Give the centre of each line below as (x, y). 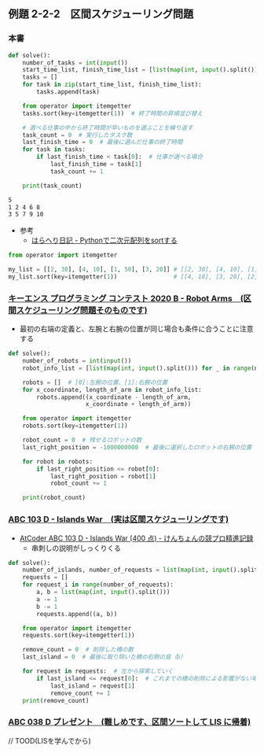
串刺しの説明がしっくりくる (76, 548)
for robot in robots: (57, 461)
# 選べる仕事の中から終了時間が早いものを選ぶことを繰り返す (108, 127)
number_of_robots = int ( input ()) (77, 361)
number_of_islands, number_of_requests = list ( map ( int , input (126, 570)
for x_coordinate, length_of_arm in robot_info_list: (112, 389)
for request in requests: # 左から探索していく (98, 671)
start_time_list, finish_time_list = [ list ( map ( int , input (121, 70)
